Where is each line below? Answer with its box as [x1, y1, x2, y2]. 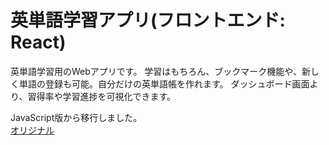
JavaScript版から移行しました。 [10, 111, 143, 123]
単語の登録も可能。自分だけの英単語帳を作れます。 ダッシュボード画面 [18, 77, 310, 90]
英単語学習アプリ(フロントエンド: [10, 9, 286, 32]
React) [10, 31, 67, 54]
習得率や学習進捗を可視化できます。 [27, 90, 177, 102]
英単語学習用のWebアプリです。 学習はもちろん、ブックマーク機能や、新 [10, 65, 311, 77]
